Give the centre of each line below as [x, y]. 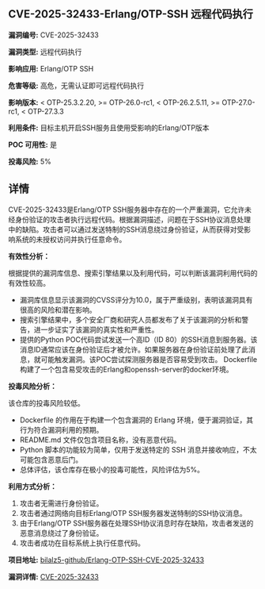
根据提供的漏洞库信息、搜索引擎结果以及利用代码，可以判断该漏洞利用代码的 [133, 273]
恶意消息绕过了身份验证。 [61, 533]
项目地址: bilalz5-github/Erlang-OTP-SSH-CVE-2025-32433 [106, 560]
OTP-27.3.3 [46, 111]
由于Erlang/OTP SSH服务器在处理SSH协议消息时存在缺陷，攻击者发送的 [136, 523]
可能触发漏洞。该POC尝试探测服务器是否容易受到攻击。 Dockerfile [149, 359]
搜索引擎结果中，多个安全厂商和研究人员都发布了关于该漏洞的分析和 [131, 319]
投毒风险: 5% [30, 161]
